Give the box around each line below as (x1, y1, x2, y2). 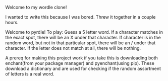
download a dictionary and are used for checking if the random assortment (5, 65, 161, 71)
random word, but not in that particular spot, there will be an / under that (5, 40, 156, 46)
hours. (5, 20, 19, 25)
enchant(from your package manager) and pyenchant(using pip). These (5, 60, 155, 66)
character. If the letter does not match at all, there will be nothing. (5, 45, 141, 51)
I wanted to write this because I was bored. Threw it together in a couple (5, 14, 156, 20)
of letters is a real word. (5, 71, 54, 77)
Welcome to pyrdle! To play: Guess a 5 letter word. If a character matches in (5, 29, 163, 35)
